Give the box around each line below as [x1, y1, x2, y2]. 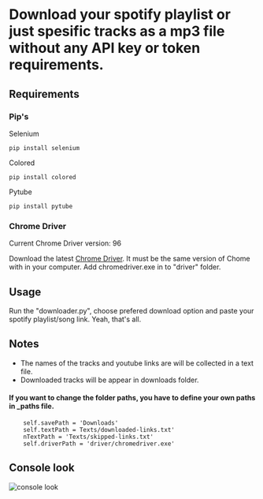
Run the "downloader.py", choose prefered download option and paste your [9, 306, 254, 315]
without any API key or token [9, 39, 201, 57]
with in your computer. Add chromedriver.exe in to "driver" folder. [9, 262, 221, 272]
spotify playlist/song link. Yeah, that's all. [9, 314, 142, 324]
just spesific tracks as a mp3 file [9, 22, 225, 40]
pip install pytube [9, 202, 73, 210]
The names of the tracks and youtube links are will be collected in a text [20, 358, 254, 368]
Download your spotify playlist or [9, 6, 232, 24]
